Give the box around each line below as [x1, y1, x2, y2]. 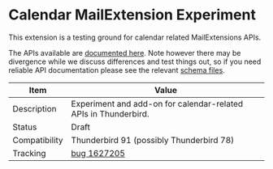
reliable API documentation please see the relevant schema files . [8, 65, 225, 74]
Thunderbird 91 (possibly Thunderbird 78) [71, 134, 235, 146]
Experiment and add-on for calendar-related [71, 98, 244, 109]
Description [12, 103, 57, 114]
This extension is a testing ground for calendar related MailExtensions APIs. [8, 32, 262, 42]
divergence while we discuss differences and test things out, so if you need [8, 57, 262, 66]
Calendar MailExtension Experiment [8, 6, 256, 24]
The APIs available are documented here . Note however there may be [8, 48, 241, 57]
